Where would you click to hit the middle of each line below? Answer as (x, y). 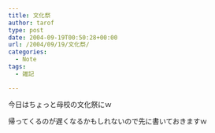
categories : (28, 52)
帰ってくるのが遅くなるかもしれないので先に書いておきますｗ (107, 121)
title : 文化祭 (30, 15)
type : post (26, 30)
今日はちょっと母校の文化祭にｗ (60, 104)
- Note (26, 60)
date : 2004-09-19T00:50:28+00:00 (63, 37)
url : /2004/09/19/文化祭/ (49, 45)
